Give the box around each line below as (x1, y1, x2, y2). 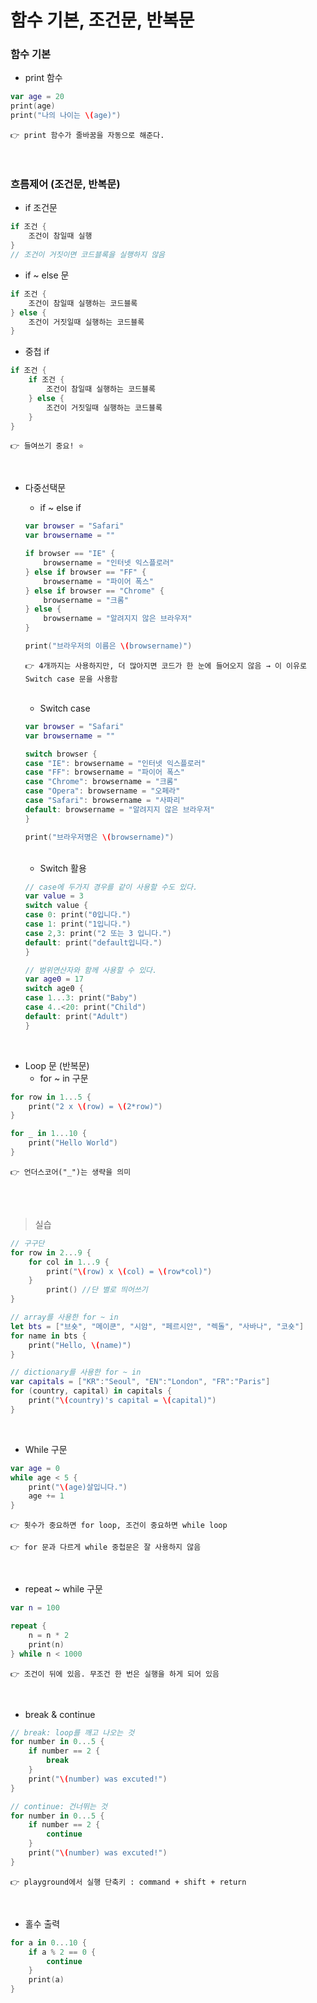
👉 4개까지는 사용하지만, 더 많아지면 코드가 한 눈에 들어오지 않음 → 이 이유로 (24, 661, 307, 671)
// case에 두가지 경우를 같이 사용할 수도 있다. (24, 882, 198, 892)
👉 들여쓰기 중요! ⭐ (10, 441, 85, 451)
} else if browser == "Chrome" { (24, 586, 165, 596)
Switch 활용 (39, 862, 87, 874)
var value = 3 (24, 891, 84, 901)
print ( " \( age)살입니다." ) (28, 1482, 128, 1492)
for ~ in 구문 (39, 1072, 89, 1084)
